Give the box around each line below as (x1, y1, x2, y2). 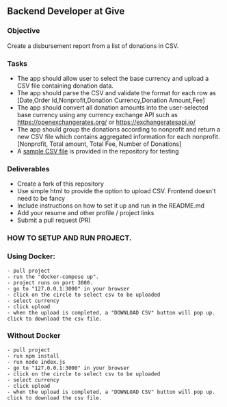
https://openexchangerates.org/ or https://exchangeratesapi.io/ (16, 118, 196, 126)
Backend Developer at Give (7, 5, 125, 17)
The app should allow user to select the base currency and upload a (16, 74, 209, 82)
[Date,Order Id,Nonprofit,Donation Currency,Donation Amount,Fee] (16, 96, 205, 104)
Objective (7, 26, 40, 36)
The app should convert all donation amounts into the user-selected (16, 103, 209, 112)
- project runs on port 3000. (7, 279, 94, 286)
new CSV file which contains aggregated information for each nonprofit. (16, 132, 220, 140)
